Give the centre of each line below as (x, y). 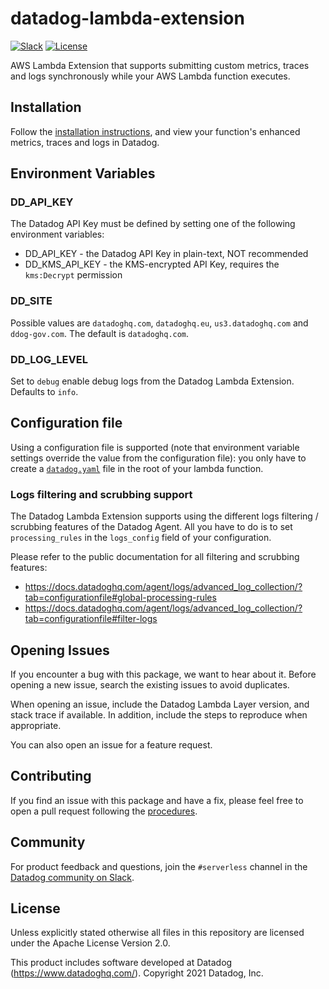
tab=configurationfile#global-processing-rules (120, 598)
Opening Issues (60, 650)
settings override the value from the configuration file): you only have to (158, 458)
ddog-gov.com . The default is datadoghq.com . (100, 333)
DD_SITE (31, 301)
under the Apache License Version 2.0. (90, 943)
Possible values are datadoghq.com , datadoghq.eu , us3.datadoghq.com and (159, 323)
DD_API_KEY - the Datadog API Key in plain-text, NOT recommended (166, 254)
